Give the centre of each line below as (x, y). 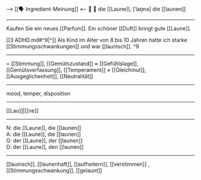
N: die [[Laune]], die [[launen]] (44, 128)
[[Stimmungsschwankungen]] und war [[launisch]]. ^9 (73, 46)
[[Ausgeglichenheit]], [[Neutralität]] (50, 76)
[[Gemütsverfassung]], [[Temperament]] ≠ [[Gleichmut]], (76, 70)
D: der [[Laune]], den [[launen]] (45, 147)
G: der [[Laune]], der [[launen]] (44, 141)
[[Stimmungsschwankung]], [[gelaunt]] (54, 170)
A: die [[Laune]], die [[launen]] (44, 134)
